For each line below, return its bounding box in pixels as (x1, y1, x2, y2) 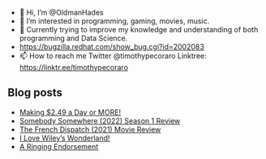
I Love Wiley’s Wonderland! (19, 133, 110, 143)
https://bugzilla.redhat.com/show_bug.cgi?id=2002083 (19, 42, 204, 52)
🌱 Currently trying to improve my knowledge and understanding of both (19, 25, 259, 34)
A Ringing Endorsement (19, 141, 99, 151)
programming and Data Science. (19, 33, 128, 43)
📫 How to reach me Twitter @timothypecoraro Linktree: (19, 51, 208, 61)
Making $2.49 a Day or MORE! (19, 107, 122, 117)
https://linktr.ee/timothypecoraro (19, 63, 129, 72)
